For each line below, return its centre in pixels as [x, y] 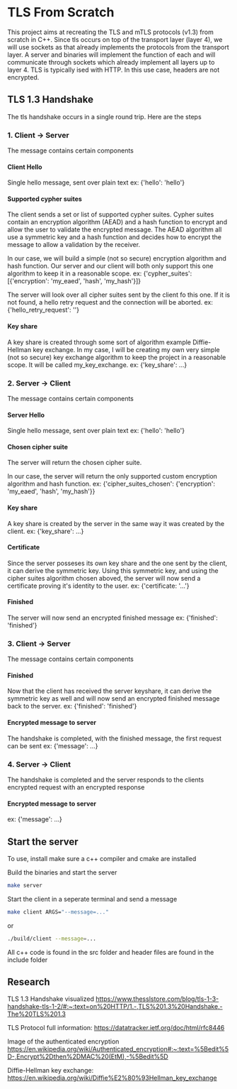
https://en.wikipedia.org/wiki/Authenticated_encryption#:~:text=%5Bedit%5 [118, 1049]
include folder [28, 960]
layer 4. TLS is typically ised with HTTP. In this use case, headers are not [114, 70]
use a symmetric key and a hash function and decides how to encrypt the [114, 237]
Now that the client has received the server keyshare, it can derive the [110, 691]
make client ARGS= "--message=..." [58, 912]
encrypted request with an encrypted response [76, 787]
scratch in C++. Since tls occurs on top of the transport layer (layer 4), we [115, 39]
